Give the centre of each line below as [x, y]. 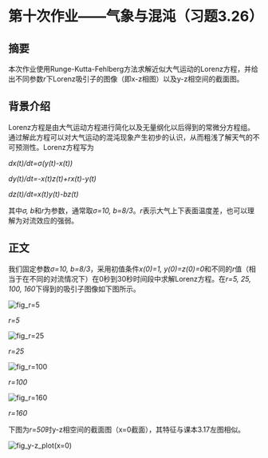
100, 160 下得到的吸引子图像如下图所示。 [75, 289]
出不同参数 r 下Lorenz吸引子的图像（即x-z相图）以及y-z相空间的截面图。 [126, 79]
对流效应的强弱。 [50, 220]
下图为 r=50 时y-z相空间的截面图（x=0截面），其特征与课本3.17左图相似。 [127, 429]
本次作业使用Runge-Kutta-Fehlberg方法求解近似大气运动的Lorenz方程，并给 [133, 69]
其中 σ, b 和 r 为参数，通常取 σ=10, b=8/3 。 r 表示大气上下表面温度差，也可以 [128, 210]
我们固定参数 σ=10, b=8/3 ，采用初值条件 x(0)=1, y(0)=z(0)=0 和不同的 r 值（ [129, 269]
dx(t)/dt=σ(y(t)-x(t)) [41, 163]
